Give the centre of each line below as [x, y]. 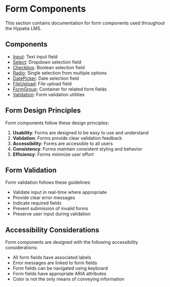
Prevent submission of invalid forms [50, 209]
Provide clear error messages [44, 198]
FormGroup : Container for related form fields [60, 89]
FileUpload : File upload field [42, 83]
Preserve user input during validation [52, 214]
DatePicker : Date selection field [46, 78]
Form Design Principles [43, 111]
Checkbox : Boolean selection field [49, 67]
